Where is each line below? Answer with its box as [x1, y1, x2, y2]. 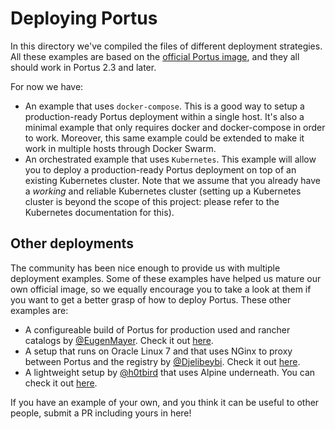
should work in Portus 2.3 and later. [10, 61, 157, 73]
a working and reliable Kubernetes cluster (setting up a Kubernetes [24, 185, 302, 197]
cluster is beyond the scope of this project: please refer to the [24, 195, 280, 207]
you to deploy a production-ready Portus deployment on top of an [24, 163, 297, 176]
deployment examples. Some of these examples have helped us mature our [10, 272, 322, 284]
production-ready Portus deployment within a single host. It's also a [24, 110, 305, 122]
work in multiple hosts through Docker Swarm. [24, 142, 217, 154]
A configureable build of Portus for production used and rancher [24, 323, 291, 336]
